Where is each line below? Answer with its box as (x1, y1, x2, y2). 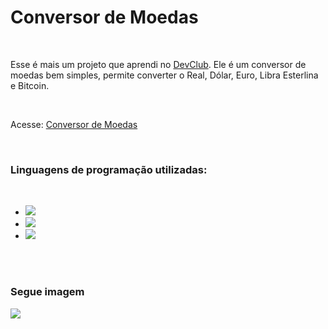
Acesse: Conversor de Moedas (10, 118, 138, 130)
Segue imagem (10, 285, 85, 299)
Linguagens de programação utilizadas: (10, 162, 208, 176)
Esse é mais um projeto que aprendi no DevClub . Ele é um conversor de (10, 58, 307, 70)
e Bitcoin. (10, 79, 50, 91)
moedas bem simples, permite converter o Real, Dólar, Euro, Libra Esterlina (10, 69, 319, 81)
